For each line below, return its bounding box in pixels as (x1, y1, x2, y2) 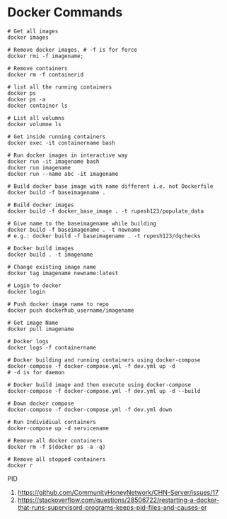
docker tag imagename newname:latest (7, 269, 119, 277)
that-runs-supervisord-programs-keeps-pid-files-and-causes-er (17, 503, 207, 511)
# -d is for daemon (7, 369, 65, 376)
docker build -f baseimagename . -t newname (7, 226, 141, 233)
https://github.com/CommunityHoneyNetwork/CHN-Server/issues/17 (17, 488, 219, 496)
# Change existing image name (7, 263, 97, 270)
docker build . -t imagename (7, 251, 93, 258)
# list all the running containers (7, 83, 112, 91)
